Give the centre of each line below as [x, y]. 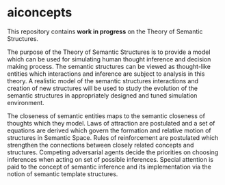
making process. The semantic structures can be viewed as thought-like [109, 66]
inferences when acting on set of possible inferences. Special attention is [110, 159]
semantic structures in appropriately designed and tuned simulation [102, 95]
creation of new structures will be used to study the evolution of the [103, 88]
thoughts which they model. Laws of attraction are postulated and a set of [111, 123]
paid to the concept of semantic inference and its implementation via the [109, 167]
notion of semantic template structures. [63, 174]
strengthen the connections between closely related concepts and [101, 145]
